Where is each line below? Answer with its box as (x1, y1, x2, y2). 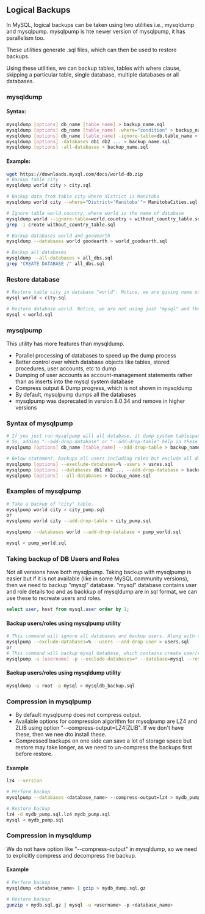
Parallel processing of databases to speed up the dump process (15, 351, 176, 359)
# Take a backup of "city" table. (6, 501, 95, 507)
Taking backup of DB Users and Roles (6, 554, 120, 563)
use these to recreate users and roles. (6, 594, 102, 602)
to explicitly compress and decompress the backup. (6, 852, 137, 859)
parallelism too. (6, 34, 45, 42)
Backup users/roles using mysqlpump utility (6, 620, 121, 627)
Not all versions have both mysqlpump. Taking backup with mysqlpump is (6, 569, 192, 576)
